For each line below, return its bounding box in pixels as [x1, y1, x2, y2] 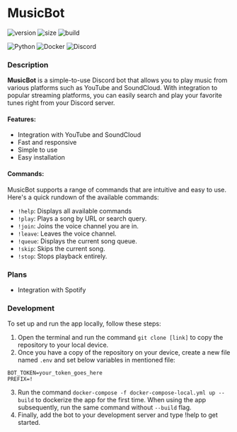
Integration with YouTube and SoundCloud [17, 131, 141, 139]
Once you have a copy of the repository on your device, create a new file [17, 348, 231, 357]
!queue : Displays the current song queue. [17, 236, 138, 245]
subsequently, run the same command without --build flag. [17, 403, 192, 412]
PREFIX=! [7, 376, 33, 383]
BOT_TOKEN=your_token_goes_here [7, 370, 103, 377]
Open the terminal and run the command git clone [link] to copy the [17, 333, 224, 342]
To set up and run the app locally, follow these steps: [7, 319, 161, 328]
